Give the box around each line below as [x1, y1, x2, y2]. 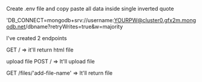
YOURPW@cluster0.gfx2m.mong [114, 17, 197, 23]
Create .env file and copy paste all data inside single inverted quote [6, 5, 174, 12]
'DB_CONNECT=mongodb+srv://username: [6, 17, 114, 23]
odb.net [6, 23, 26, 30]
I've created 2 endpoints [6, 35, 67, 41]
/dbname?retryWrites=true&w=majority [25, 23, 123, 30]
